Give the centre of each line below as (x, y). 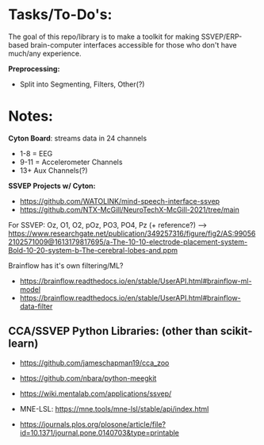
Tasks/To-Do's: (60, 15)
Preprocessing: (34, 68)
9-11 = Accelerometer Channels (71, 162)
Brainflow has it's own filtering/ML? (66, 265)
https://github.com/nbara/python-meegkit (88, 378)
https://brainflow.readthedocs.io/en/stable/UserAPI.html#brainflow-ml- (136, 281)
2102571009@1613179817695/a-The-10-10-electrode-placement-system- (128, 242)
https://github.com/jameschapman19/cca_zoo (94, 363)
